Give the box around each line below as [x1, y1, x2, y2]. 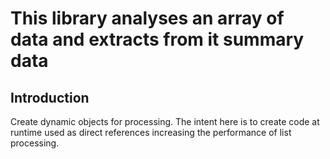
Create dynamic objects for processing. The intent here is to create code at [10, 116, 320, 127]
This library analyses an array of [10, 7, 285, 30]
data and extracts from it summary [10, 28, 305, 51]
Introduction [10, 89, 90, 106]
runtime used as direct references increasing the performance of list [10, 127, 292, 138]
